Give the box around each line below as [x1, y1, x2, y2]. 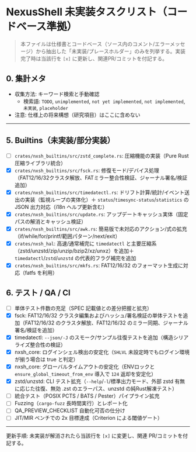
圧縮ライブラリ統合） [14, 159, 66, 167]
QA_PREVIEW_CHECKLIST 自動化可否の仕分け [14, 407, 125, 414]
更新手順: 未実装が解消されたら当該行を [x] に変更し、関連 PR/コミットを [6, 432, 183, 439]
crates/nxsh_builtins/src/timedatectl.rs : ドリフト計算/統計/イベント [14, 188, 185, 196]
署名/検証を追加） [14, 326, 58, 333]
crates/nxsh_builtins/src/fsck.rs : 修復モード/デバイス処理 [14, 167, 159, 174]
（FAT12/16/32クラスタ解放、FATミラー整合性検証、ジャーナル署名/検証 [14, 174, 188, 181]
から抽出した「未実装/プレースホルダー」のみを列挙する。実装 [36, 47, 185, 54]
